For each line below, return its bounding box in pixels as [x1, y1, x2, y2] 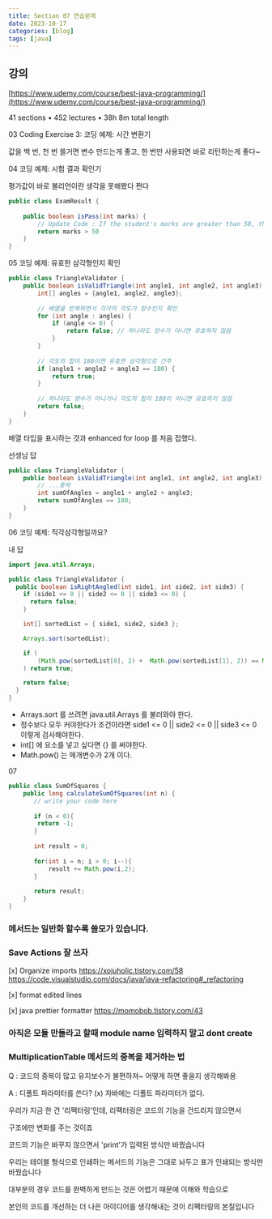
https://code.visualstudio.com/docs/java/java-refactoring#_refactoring [8, 974, 244, 984]
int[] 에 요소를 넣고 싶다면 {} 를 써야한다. [19, 740, 148, 750]
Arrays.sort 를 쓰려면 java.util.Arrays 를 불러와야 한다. [19, 710, 193, 719]
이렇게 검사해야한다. [19, 730, 83, 739]
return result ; [33, 888, 85, 896]
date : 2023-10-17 [8, 19, 67, 28]
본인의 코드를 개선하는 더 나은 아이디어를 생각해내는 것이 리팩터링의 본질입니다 [8, 1202, 255, 1212]
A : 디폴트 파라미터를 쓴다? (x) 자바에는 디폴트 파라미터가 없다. [8, 1089, 205, 1098]
